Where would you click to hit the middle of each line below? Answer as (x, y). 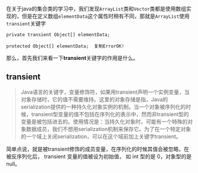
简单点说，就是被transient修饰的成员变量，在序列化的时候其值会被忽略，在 (98, 149)
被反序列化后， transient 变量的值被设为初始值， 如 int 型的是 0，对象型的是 (99, 156)
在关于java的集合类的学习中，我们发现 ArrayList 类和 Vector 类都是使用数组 (96, 9)
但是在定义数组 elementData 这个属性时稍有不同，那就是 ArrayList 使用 (106, 16)
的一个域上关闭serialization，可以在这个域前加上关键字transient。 (101, 136)
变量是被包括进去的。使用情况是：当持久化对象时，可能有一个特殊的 (104, 121)
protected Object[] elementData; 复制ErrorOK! (65, 46)
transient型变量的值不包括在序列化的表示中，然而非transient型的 (110, 114)
